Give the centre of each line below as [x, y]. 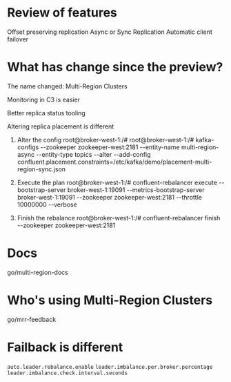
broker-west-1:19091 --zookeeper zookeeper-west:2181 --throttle [109, 197]
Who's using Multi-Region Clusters [110, 300]
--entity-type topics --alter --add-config [93, 154]
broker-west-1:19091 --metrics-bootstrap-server [136, 190]
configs [28, 147]
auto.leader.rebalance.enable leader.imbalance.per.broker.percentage [110, 367]
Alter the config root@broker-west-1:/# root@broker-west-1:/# [106, 140]
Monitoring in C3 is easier [44, 99]
